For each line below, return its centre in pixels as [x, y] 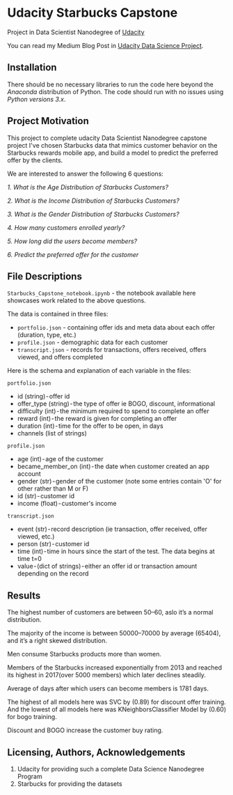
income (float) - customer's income [67, 504]
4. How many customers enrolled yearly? [66, 227]
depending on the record [53, 573]
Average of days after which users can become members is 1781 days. [108, 688]
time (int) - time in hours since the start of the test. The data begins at [116, 551]
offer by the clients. [35, 160]
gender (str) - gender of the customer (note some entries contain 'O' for [119, 481]
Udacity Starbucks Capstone [93, 13]
